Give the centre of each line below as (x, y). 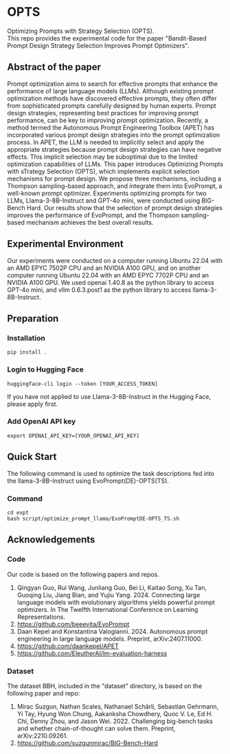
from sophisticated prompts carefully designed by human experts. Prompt (112, 105)
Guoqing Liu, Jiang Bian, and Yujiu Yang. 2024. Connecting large (108, 595)
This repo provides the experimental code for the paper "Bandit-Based (107, 38)
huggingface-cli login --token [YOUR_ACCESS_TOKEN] (82, 384)
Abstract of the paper (54, 67)
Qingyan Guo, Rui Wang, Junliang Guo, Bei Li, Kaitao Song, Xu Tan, (112, 587)
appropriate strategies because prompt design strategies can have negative (114, 149)
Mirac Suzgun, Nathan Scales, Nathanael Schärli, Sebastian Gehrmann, (118, 706)
